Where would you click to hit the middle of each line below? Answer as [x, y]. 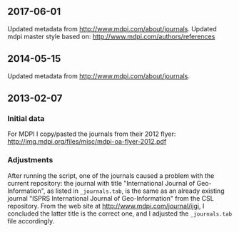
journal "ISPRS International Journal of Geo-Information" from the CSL [111, 198]
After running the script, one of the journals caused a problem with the [111, 175]
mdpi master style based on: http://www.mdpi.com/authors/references [111, 36]
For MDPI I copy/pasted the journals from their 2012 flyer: [92, 134]
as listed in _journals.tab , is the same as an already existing [136, 191]
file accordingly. [31, 221]
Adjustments [30, 160]
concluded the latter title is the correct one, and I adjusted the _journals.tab [120, 213]
